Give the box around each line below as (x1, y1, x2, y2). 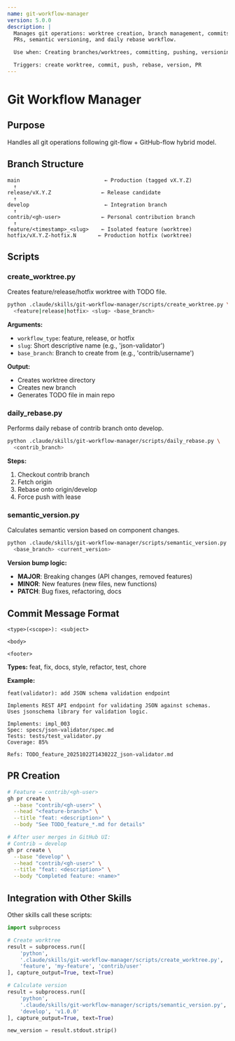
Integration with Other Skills (7, 892, 132, 904)
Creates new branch (17, 383, 76, 392)
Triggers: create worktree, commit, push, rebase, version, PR (13, 62, 201, 69)
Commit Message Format (7, 607, 120, 619)
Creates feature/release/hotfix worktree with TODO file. (7, 288, 167, 296)
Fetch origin (17, 478, 52, 486)
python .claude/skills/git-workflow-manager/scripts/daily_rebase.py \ (7, 438, 220, 445)
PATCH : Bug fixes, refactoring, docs (17, 587, 122, 595)
